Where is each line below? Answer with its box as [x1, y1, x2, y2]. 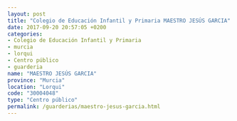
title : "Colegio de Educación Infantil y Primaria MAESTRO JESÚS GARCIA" [7, 17, 231, 24]
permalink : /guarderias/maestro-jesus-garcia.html [7, 103, 161, 110]
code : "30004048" [7, 90, 59, 97]
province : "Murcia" [7, 76, 65, 84]
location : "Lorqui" [7, 83, 65, 90]
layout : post [7, 10, 46, 18]
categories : [7, 30, 43, 38]
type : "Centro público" [7, 97, 78, 104]
